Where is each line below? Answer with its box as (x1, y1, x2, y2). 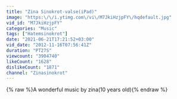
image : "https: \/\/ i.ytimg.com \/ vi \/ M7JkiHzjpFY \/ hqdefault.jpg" (6, 14, 172, 20)
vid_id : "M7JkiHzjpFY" (6, 20, 63, 26)
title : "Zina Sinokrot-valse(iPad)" (6, 8, 97, 15)
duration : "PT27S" (6, 48, 52, 54)
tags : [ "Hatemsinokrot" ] (6, 31, 68, 37)
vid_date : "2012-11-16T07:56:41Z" (6, 42, 92, 48)
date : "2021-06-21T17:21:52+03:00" (6, 36, 95, 42)
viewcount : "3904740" (6, 53, 60, 59)
